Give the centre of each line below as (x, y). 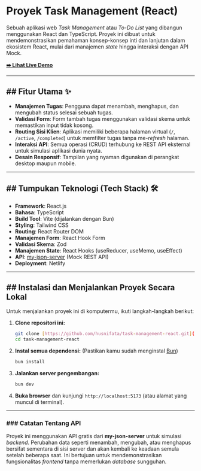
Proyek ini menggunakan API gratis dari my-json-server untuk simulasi (94, 436)
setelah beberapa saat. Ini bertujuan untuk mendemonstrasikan (84, 455)
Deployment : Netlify (40, 263)
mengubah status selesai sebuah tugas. (64, 113)
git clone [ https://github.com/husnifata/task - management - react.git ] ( (105, 334)
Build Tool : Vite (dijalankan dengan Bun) (65, 218)
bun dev (24, 384)
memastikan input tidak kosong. (54, 125)
